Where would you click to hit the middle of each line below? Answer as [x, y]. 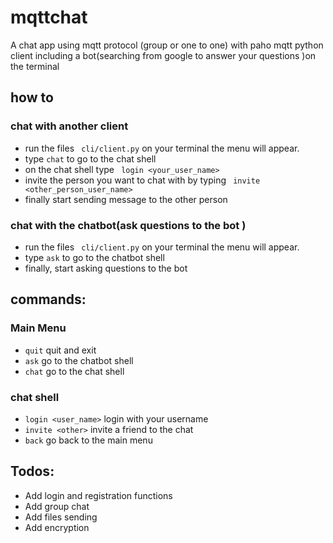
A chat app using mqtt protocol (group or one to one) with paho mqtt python [167, 45]
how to [32, 97]
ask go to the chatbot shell [79, 360]
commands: [48, 299]
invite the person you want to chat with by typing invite [142, 180]
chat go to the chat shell [74, 371]
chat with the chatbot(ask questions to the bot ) [128, 225]
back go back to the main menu [88, 440]
